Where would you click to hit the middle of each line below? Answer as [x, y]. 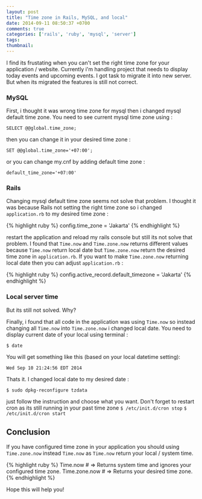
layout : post [23, 12]
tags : [13, 40]
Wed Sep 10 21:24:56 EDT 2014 [44, 368]
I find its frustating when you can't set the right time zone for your [88, 63]
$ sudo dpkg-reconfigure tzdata [47, 390]
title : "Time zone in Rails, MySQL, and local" [67, 18]
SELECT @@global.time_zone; [42, 128]
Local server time [32, 297]
